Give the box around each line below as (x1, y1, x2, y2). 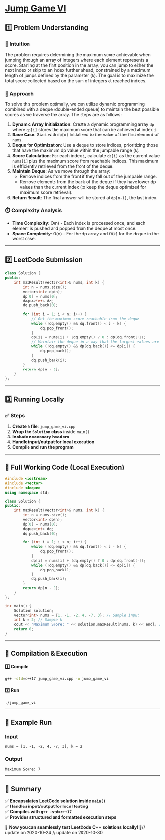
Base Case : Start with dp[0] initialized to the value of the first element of (12, 132, 159, 138)
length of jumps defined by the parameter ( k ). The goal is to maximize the (5, 72, 154, 78)
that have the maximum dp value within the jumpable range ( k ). (12, 147, 140, 153)
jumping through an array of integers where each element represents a (5, 57, 149, 63)
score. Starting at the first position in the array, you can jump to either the (5, 62, 154, 68)
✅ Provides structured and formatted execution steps (5, 814, 117, 820)
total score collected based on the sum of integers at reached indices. (5, 77, 147, 84)
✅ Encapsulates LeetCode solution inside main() (5, 798, 106, 804)
